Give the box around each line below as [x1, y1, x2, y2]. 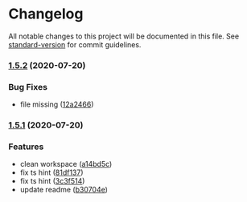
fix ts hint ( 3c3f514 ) [19, 176, 85, 186]
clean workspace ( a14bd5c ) [19, 160, 113, 169]
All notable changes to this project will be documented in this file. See [8, 31, 240, 41]
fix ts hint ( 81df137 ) [19, 168, 84, 177]
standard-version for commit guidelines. [8, 39, 142, 49]
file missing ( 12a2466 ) [19, 99, 94, 109]
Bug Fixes [8, 81, 48, 92]
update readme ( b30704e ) [19, 185, 109, 195]
